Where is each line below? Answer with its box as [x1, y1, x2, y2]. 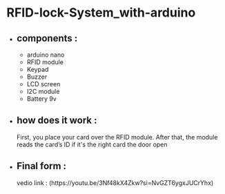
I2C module [26, 88, 60, 95]
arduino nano [26, 50, 65, 59]
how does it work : [16, 115, 97, 126]
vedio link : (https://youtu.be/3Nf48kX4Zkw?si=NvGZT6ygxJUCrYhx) [16, 178, 214, 187]
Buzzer [26, 72, 48, 81]
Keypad [26, 66, 49, 73]
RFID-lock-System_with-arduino [6, 5, 196, 21]
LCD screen [26, 80, 61, 88]
